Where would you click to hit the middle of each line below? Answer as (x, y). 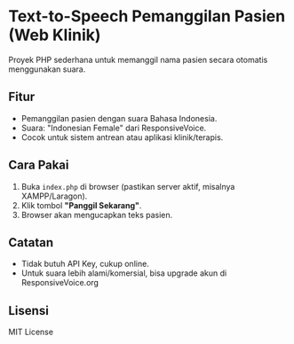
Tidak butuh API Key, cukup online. (85, 264)
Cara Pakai (39, 165)
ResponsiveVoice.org (60, 283)
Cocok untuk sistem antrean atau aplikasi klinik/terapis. (122, 137)
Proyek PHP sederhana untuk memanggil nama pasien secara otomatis (138, 59)
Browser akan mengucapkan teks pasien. (97, 215)
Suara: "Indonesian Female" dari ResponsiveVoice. (114, 128)
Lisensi (29, 311)
